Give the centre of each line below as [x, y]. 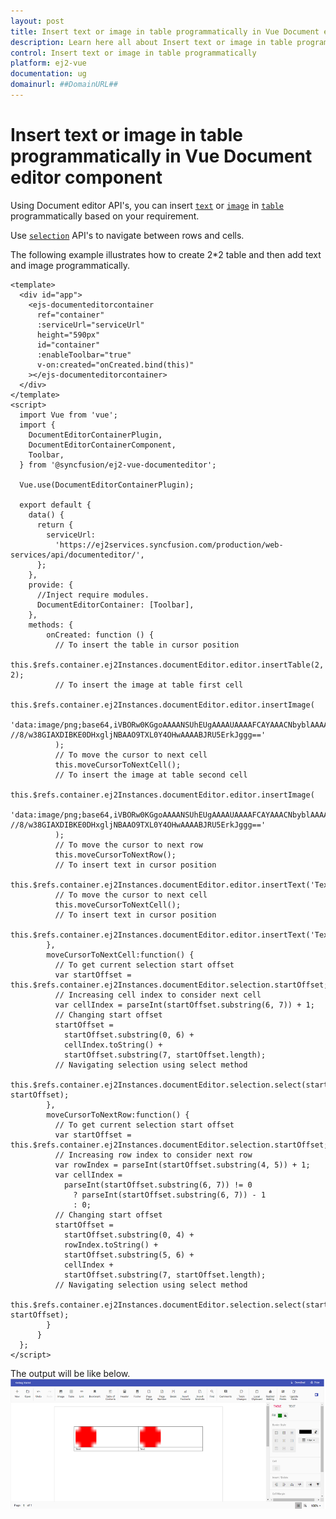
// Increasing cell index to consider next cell [158, 995]
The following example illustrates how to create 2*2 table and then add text [166, 254]
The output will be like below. [70, 1373]
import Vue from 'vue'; [68, 415]
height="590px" [68, 335]
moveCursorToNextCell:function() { [120, 955]
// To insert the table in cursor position [147, 645]
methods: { [51, 625]
